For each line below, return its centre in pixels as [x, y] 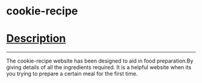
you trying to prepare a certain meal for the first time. [72, 74]
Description [36, 39]
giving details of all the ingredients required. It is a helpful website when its [99, 67]
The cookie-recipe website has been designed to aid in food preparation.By [100, 61]
